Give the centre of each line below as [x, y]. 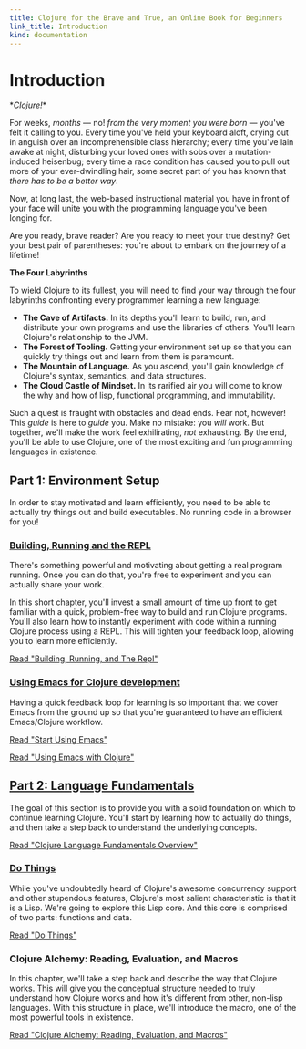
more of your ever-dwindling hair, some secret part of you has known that [148, 171]
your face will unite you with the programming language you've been [138, 208]
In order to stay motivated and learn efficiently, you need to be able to [140, 503]
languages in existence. [54, 452]
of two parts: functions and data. [71, 917]
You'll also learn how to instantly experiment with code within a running [143, 622]
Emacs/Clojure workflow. [56, 722]
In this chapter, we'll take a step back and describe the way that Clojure [143, 979]
